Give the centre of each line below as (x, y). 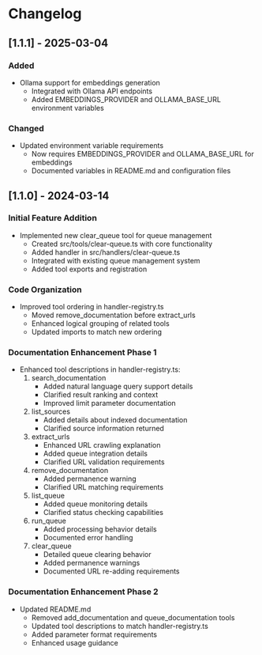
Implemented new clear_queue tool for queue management (116, 235)
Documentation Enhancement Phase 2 (84, 592)
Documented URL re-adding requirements (111, 571)
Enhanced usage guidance (75, 642)
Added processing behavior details (100, 529)
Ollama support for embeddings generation (90, 82)
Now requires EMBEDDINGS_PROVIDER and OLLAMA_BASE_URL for (142, 154)
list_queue (48, 496)
